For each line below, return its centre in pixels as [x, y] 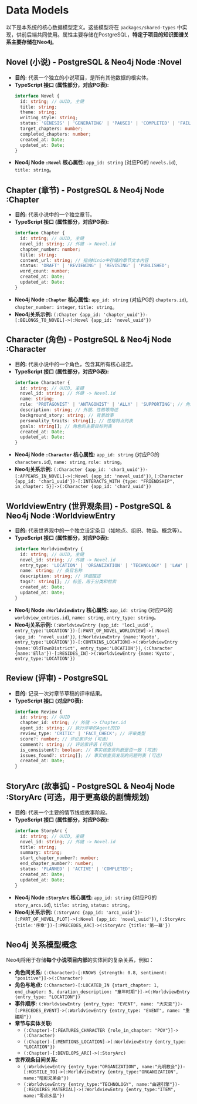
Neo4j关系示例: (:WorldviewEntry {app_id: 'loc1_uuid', [84, 625]
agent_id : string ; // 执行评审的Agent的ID [70, 728]
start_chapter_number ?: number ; [60, 858]
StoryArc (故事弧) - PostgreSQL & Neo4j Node [91, 786]
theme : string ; [39, 112]
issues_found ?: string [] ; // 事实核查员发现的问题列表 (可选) [91, 755]
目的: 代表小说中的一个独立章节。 [55, 214]
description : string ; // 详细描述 [60, 576]
